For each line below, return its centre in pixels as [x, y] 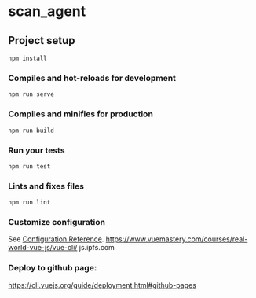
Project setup [42, 40]
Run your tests [37, 150]
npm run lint [29, 203]
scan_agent [47, 11]
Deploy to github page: [53, 268]
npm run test [29, 166]
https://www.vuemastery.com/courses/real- [177, 239]
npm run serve [31, 94]
